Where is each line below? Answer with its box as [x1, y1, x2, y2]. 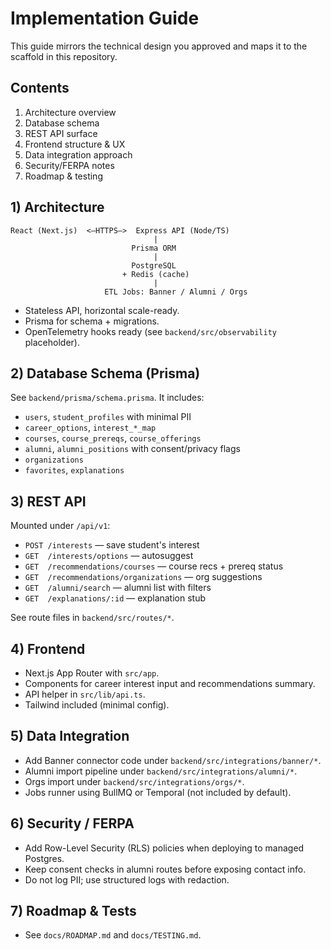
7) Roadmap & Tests [10, 903, 137, 920]
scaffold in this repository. [10, 50, 118, 62]
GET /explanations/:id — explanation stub [24, 592, 207, 604]
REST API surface [24, 127, 98, 139]
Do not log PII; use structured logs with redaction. [24, 873, 230, 886]
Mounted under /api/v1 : [10, 520, 111, 532]
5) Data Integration [10, 728, 130, 745]
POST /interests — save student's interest [24, 539, 200, 551]
